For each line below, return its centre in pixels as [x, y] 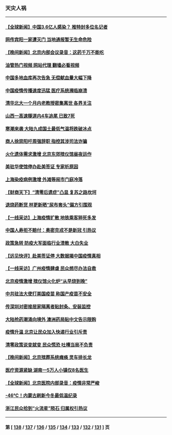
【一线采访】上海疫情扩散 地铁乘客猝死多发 [51, 217]
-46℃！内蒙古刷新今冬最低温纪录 [41, 395]
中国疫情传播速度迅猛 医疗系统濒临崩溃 [46, 90]
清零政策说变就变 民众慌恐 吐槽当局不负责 [49, 345]
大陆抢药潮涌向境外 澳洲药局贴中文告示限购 [51, 319]
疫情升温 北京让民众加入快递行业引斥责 [46, 332]
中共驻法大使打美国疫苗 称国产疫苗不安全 [49, 294]
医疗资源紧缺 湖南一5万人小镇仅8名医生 [47, 370]
